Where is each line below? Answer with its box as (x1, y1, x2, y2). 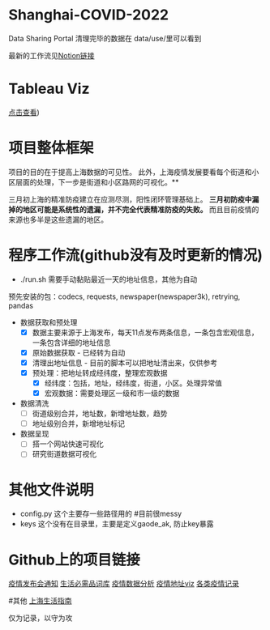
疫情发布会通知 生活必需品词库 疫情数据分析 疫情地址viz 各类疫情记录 (8, 579, 239, 589)
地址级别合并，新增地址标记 (32, 419, 126, 428)
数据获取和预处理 (19, 317, 78, 327)
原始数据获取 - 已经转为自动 (32, 347, 126, 357)
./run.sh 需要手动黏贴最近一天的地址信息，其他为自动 (19, 274, 198, 284)
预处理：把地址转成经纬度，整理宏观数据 (32, 368, 168, 377)
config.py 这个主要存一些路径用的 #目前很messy (19, 509, 182, 519)
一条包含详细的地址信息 (32, 338, 111, 347)
